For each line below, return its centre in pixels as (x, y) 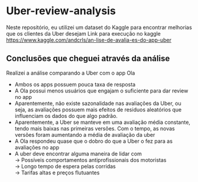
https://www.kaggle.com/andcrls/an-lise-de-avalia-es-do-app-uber (89, 40)
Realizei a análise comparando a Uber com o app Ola (71, 73)
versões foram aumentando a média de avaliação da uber (85, 135)
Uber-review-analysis (61, 11)
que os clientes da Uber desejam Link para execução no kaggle (83, 33)
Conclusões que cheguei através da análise (88, 58)
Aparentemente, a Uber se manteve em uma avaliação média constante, (103, 122)
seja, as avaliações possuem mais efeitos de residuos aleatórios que (98, 109)
